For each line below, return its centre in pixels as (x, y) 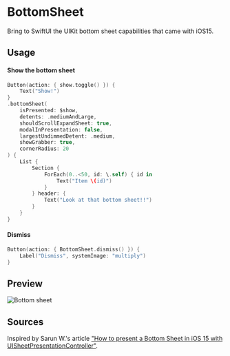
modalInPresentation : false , (61, 129)
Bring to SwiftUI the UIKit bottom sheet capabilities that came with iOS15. (111, 31)
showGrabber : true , (48, 143)
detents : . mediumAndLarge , (58, 117)
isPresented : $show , (49, 111)
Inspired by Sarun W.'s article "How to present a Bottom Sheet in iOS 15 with (115, 339)
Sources (25, 322)
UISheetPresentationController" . (52, 346)
